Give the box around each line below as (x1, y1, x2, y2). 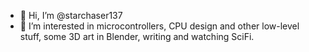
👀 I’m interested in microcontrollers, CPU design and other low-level (19, 20, 300, 32)
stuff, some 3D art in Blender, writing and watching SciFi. (19, 31, 255, 42)
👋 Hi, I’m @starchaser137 (19, 10, 123, 21)
